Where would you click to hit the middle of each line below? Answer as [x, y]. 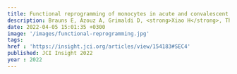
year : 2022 [25, 60]
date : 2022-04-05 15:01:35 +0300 [56, 27]
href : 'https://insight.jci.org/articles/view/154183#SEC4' [99, 47]
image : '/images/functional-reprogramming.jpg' [79, 33]
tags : [15, 40]
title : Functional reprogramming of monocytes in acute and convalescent [118, 14]
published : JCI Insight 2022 [50, 54]
